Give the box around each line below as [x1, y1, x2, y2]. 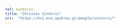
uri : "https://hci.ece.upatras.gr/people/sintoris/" [5, 16, 116, 20]
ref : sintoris [5, 7, 34, 12]
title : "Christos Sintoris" [5, 11, 62, 16]
